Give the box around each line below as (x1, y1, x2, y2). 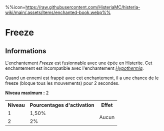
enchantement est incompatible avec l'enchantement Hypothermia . (5, 65, 144, 71)
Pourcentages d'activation (29, 102, 95, 109)
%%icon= (5, 4, 26, 10)
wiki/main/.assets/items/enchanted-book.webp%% (5, 9, 111, 15)
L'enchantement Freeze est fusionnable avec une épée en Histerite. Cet (5, 60, 152, 66)
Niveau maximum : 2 (5, 90, 49, 96)
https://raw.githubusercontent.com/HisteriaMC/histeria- (25, 4, 140, 10)
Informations (5, 47, 46, 55)
